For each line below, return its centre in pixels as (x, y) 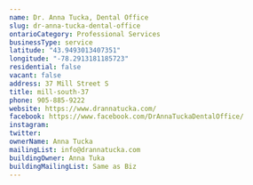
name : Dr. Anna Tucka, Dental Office (79, 17)
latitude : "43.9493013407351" (65, 51)
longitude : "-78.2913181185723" (69, 59)
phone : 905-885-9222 (47, 100)
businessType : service (51, 42)
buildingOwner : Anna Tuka (57, 158)
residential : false (45, 68)
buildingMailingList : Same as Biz (73, 166)
